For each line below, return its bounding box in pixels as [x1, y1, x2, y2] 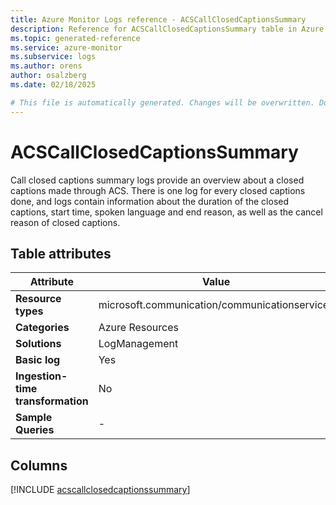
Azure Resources [98, 321, 179, 335]
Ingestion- [15, 369, 68, 383]
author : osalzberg [10, 71, 87, 81]
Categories [15, 321, 70, 335]
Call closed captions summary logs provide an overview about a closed [10, 174, 305, 186]
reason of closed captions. [10, 216, 121, 228]
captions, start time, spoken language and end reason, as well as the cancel [10, 206, 323, 218]
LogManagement [98, 337, 179, 351]
